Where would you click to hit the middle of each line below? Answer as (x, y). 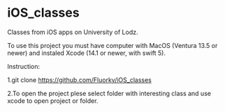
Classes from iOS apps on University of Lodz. (73, 32)
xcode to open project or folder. (53, 101)
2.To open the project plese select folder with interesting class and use (109, 93)
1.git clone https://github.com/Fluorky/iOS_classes (79, 80)
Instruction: (24, 66)
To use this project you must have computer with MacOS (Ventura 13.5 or (112, 45)
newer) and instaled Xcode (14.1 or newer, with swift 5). (87, 53)
